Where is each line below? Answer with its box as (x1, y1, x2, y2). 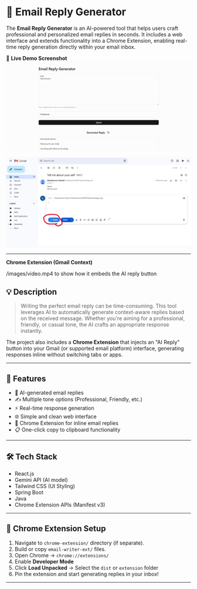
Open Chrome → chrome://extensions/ (14, 551, 110, 559)
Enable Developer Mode (14, 558, 74, 565)
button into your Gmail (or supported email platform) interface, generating (6, 345, 184, 352)
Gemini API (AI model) (14, 476, 69, 484)
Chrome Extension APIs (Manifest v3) (14, 501, 106, 509)
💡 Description (6, 287, 57, 297)
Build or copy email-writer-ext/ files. (14, 545, 106, 553)
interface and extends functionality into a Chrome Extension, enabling (6, 37, 175, 44)
